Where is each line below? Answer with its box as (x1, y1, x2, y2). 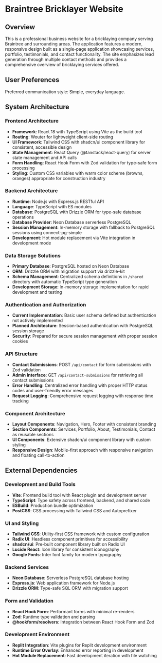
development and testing (12, 289, 62, 295)
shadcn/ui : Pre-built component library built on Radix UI (12, 541, 125, 547)
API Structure (5, 350, 38, 357)
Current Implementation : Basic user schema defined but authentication (12, 312, 157, 318)
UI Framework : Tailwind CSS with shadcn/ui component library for (12, 139, 145, 145)
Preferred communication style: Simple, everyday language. (5, 89, 125, 95)
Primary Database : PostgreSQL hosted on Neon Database (12, 263, 129, 269)
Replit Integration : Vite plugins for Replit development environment (12, 642, 147, 648)
